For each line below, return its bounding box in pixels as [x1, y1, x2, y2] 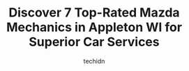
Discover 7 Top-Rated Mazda [8, 5, 181, 21]
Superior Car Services [29, 34, 160, 50]
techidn [83, 57, 105, 65]
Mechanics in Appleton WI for [6, 19, 183, 35]
